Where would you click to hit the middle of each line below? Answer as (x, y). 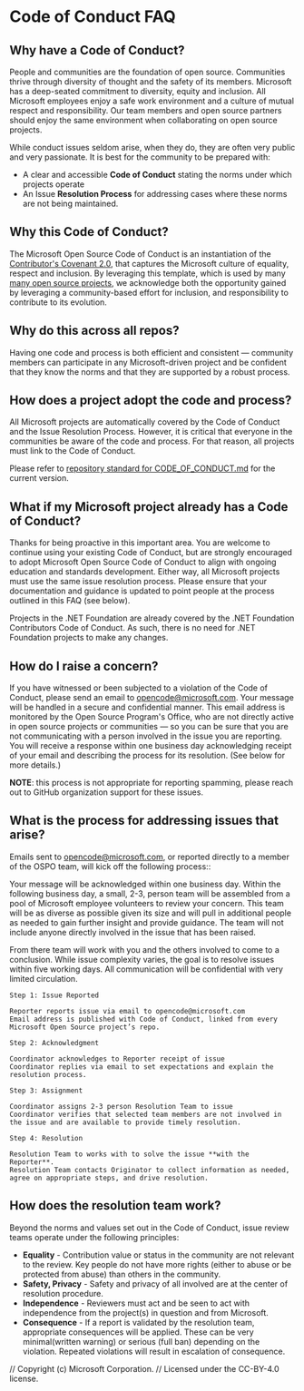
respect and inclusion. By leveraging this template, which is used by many (147, 273)
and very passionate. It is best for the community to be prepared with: (140, 157)
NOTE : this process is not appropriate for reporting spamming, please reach (152, 783)
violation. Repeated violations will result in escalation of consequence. (154, 1351)
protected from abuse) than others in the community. (121, 1274)
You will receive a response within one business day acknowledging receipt (151, 746)
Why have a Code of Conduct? (97, 50)
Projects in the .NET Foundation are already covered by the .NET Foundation (152, 618)
